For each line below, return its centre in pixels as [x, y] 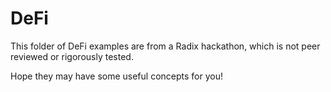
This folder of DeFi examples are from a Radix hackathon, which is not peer [165, 46]
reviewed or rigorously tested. [72, 56]
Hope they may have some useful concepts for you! [116, 76]
